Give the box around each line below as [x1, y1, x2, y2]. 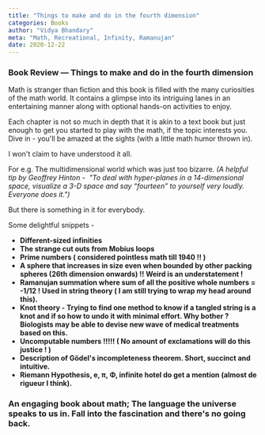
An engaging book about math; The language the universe [8, 399, 237, 410]
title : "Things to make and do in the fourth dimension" [8, 11, 200, 20]
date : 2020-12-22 [8, 41, 66, 49]
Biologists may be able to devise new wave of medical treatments [19, 320, 240, 329]
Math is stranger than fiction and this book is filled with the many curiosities [8, 85, 255, 95]
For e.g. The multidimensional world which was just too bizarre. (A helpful [8, 165, 248, 174]
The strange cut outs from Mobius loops [19, 244, 155, 254]
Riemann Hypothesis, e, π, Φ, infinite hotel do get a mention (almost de [19, 370, 257, 380]
